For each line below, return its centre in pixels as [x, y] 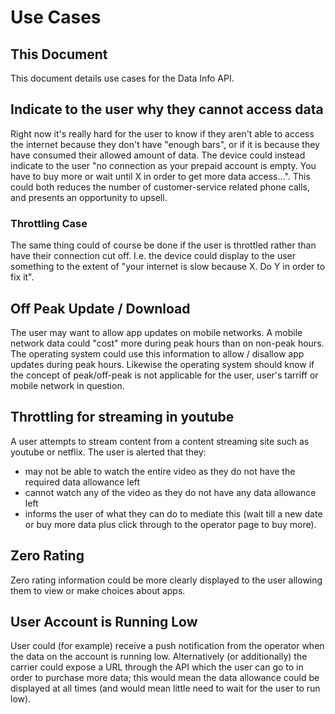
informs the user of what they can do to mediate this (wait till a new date [173, 513]
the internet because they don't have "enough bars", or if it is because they [165, 144]
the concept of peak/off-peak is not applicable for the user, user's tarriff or [164, 375]
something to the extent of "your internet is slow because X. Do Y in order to [168, 267]
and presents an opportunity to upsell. [89, 197]
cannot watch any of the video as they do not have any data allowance [170, 492]
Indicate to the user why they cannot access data [167, 109]
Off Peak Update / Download [100, 308]
